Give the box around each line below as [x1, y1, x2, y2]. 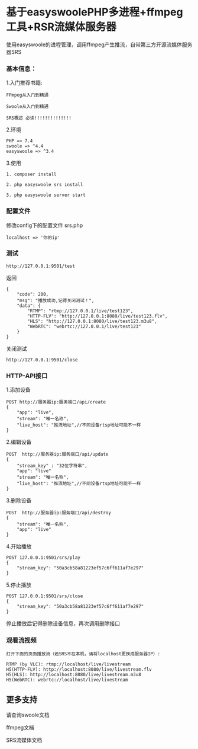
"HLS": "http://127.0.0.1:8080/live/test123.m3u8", [27, 318, 158, 324]
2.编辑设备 [6, 438, 32, 446]
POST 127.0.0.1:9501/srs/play [6, 555, 81, 561]
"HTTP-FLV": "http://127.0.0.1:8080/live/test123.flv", [27, 313, 168, 319]
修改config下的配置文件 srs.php [6, 222, 83, 229]
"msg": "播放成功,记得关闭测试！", [17, 297, 95, 303]
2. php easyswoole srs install [6, 182, 83, 188]
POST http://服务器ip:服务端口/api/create [6, 399, 106, 405]
